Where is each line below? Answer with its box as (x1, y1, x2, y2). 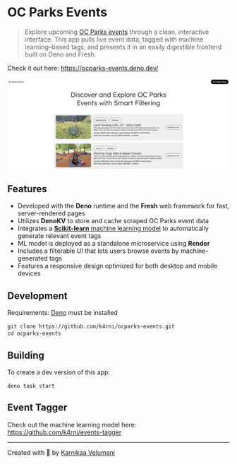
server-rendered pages (17, 209, 86, 218)
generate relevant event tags (17, 232, 102, 240)
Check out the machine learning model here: (7, 420, 137, 429)
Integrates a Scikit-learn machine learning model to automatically (17, 224, 209, 233)
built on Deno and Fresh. (24, 50, 97, 59)
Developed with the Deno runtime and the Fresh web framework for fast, (17, 202, 230, 210)
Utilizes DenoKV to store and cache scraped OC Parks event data (17, 217, 209, 225)
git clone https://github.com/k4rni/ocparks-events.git (7, 323, 175, 331)
